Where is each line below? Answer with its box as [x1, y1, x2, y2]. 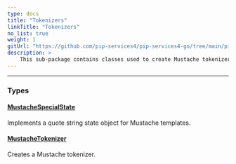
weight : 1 [7, 36, 37, 43]
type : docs [7, 10, 39, 18]
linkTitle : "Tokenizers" [7, 23, 80, 30]
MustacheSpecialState [7, 103, 76, 111]
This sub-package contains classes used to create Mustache [20, 56, 199, 63]
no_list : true [7, 29, 49, 37]
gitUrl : [7, 43, 30, 50]
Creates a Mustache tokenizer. [7, 150, 96, 158]
